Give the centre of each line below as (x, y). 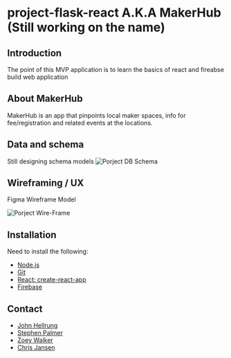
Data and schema (46, 144)
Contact (25, 308)
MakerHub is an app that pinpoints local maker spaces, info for (96, 115)
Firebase (30, 287)
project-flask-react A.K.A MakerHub (114, 13)
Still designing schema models (51, 161)
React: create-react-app (52, 280)
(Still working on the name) (86, 27)
